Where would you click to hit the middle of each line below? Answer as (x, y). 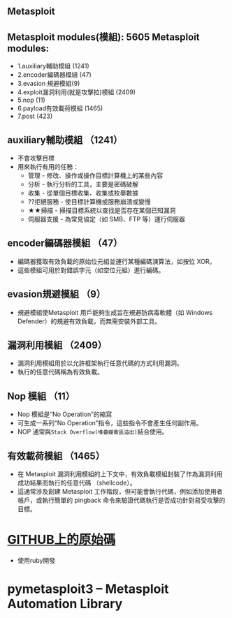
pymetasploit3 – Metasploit (88, 589)
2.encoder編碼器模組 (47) (55, 75)
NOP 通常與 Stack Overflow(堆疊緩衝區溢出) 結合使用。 (93, 432)
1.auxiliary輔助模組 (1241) (53, 66)
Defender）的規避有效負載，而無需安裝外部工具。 (89, 321)
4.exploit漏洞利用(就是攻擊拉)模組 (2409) (77, 92)
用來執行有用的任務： (48, 167)
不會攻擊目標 (36, 158)
